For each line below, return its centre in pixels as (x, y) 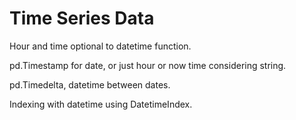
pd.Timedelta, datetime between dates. (90, 84)
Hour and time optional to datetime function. (100, 46)
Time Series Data (82, 18)
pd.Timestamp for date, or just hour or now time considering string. (148, 65)
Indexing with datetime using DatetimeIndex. (101, 104)
